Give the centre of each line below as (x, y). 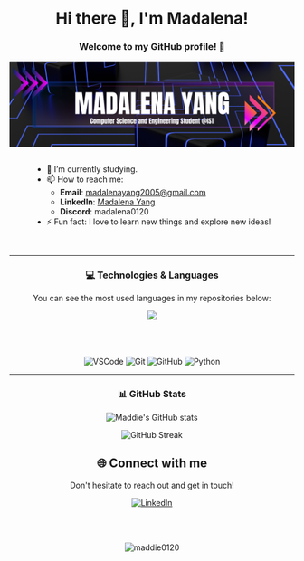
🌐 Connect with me (152, 464)
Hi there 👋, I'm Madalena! (152, 19)
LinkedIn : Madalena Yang (108, 202)
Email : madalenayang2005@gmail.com (133, 193)
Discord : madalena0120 (104, 212)
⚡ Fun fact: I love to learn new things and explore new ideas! (159, 222)
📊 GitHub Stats (152, 395)
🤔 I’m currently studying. (92, 169)
